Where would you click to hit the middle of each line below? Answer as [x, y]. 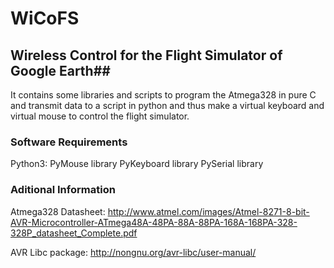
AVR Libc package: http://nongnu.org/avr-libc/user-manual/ [133, 252]
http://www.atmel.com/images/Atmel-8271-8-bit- [208, 211]
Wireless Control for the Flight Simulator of [146, 55]
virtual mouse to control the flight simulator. [100, 116]
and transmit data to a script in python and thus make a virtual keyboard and [167, 105]
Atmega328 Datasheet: [58, 211]
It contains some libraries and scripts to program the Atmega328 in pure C [163, 95]
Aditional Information [63, 190]
